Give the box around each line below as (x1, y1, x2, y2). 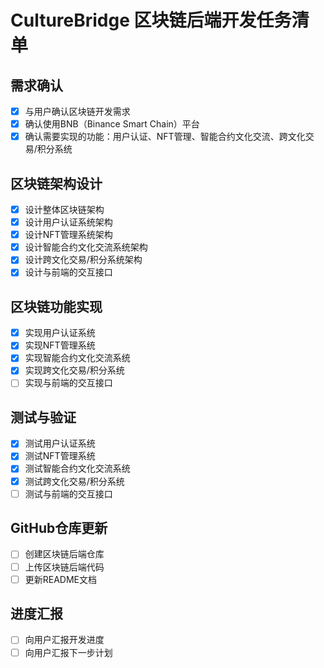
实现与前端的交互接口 (24, 377, 113, 389)
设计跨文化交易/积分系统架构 (24, 254, 143, 266)
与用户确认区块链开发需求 (24, 106, 131, 117)
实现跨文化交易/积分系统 (24, 364, 125, 376)
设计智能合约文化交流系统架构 (24, 241, 148, 253)
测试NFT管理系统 (24, 450, 96, 462)
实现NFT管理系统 (24, 339, 96, 351)
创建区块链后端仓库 (24, 548, 105, 560)
